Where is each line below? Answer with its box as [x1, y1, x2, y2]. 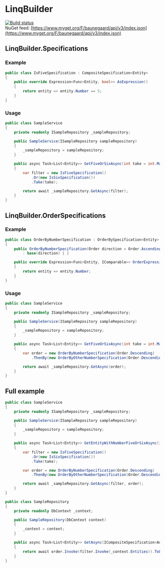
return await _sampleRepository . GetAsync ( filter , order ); [23, 481, 144, 486]
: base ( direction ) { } [23, 251, 69, 256]
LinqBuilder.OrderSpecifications [5, 211, 106, 220]
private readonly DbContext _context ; [14, 508, 93, 513]
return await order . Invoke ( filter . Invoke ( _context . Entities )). [23, 549, 155, 554]
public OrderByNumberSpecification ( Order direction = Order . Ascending [14, 246, 162, 252]
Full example [5, 387, 45, 395]
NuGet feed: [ [5, 25, 33, 31]
